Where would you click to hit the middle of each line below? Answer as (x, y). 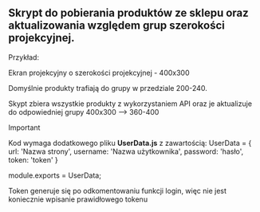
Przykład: (24, 57)
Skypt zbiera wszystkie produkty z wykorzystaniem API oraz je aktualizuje (130, 104)
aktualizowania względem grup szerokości (116, 26)
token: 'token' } (33, 159)
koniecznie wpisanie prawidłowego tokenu (78, 199)
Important (24, 128)
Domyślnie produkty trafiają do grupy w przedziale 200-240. (108, 88)
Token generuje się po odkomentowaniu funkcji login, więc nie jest (118, 190)
